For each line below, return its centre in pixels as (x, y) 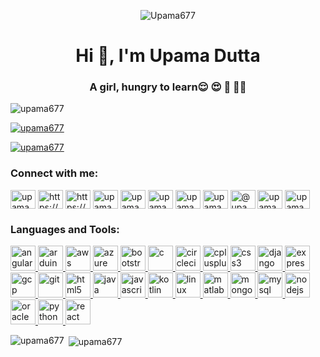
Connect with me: (54, 173)
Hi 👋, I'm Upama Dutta (168, 56)
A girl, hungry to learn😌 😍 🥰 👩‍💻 (168, 87)
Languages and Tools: (65, 229)
